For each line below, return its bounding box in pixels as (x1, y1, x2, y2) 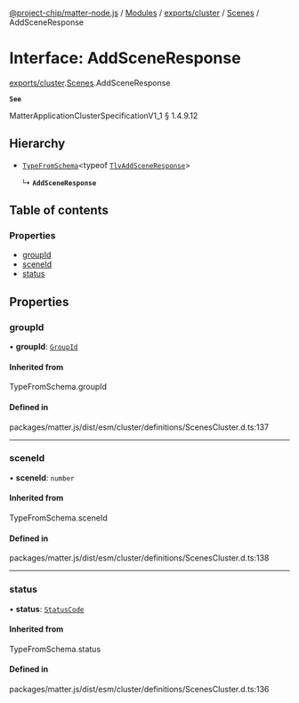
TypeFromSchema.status (9, 643, 101, 654)
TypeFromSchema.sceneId (9, 513, 109, 523)
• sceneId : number (9, 472, 75, 483)
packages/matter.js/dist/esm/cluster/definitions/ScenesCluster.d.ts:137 (9, 422, 270, 432)
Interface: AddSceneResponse (9, 48, 242, 69)
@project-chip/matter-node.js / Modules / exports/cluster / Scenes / (9, 8, 260, 18)
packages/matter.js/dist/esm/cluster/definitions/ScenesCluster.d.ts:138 (9, 553, 270, 563)
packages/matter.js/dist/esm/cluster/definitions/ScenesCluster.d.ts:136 (9, 683, 270, 694)
